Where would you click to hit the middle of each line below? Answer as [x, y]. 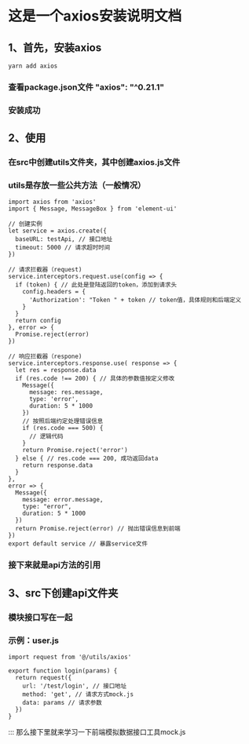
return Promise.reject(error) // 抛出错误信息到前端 [98, 529]
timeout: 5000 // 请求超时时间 [63, 248]
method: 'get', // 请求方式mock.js [78, 694]
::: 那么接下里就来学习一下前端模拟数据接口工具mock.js [97, 731]
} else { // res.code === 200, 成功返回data [87, 459]
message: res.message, [66, 392]
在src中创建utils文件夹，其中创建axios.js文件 [94, 162]
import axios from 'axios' [52, 202]
